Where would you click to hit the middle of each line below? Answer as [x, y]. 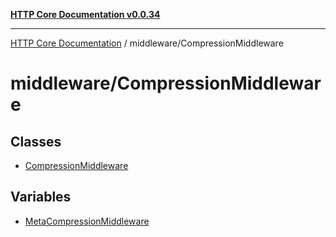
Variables [41, 197]
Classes [36, 141]
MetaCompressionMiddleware [87, 221]
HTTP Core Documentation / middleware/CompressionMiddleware [147, 43]
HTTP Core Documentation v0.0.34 [85, 14]
